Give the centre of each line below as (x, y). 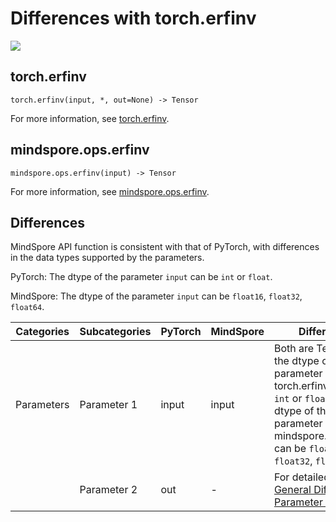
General (292, 490)
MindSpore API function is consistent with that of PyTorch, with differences (165, 247)
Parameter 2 (108, 490)
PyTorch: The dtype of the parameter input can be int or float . (141, 277)
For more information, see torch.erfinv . (90, 118)
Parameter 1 (108, 405)
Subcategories (115, 332)
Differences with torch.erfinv (133, 18)
